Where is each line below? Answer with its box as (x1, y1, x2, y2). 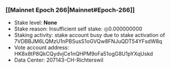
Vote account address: (14, 44, 70, 51)
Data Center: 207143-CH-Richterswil (14, 56, 104, 64)
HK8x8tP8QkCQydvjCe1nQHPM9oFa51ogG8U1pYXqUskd (14, 50, 153, 57)
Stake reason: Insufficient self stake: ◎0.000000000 (14, 25, 143, 32)
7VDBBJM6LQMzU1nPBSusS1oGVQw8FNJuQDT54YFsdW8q (14, 38, 163, 45)
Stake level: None (14, 19, 57, 26)
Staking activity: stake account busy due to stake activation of (14, 32, 166, 39)
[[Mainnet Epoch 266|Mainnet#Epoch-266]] (5, 6, 135, 14)
